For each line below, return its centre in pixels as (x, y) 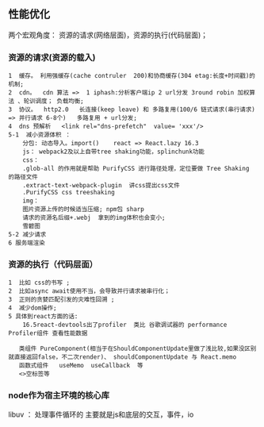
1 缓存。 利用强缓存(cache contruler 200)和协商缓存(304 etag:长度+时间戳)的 (132, 76)
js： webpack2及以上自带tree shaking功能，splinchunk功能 (113, 152)
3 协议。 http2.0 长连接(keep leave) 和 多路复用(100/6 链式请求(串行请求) (132, 110)
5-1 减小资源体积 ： (40, 135)
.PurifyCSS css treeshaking (69, 193)
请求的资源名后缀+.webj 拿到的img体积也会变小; (94, 218)
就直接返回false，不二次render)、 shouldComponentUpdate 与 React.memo (122, 357)
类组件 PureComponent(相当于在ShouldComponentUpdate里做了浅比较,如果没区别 (138, 349)
